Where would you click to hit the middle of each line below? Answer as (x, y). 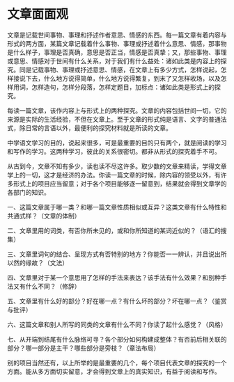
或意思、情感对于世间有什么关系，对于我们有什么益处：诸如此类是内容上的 (114, 61)
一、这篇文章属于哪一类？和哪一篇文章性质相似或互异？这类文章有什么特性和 (117, 207)
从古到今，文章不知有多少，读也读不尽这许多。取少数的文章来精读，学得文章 (117, 166)
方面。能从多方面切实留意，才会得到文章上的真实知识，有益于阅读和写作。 (114, 371)
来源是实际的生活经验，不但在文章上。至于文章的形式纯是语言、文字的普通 (114, 119)
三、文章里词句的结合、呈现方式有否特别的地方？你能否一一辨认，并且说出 (114, 254)
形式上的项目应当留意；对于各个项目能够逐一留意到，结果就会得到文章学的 (120, 183)
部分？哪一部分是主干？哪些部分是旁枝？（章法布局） (84, 348)
